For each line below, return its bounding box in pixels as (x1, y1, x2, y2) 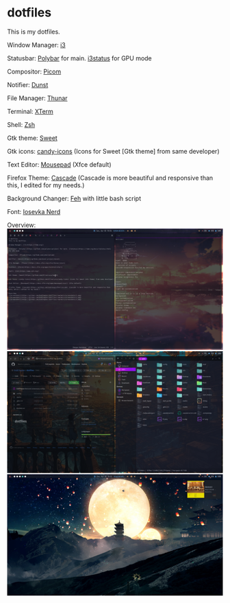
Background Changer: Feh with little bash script (7, 194, 142, 202)
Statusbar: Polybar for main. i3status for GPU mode (7, 54, 152, 62)
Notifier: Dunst (7, 80, 49, 88)
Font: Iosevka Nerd (7, 207, 61, 215)
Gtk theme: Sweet (7, 134, 58, 142)
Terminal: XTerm (7, 107, 53, 115)
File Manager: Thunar (7, 94, 68, 102)
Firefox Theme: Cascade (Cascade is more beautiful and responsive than (7, 174, 214, 182)
